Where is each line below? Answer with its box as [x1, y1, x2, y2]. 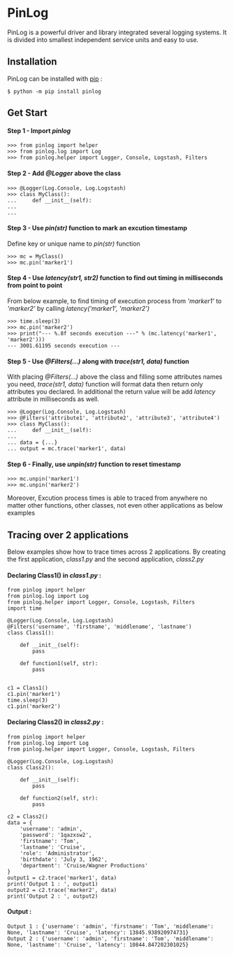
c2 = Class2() [7, 813, 49, 820]
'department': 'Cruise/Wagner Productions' [20, 862, 149, 869]
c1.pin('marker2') [7, 703, 61, 710]
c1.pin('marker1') [7, 691, 61, 698]
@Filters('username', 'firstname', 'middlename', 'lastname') [7, 623, 192, 631]
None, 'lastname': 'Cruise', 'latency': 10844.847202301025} [7, 941, 189, 948]
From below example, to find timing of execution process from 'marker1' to [7, 296, 222, 305]
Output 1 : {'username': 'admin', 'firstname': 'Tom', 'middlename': [7, 923, 214, 930]
